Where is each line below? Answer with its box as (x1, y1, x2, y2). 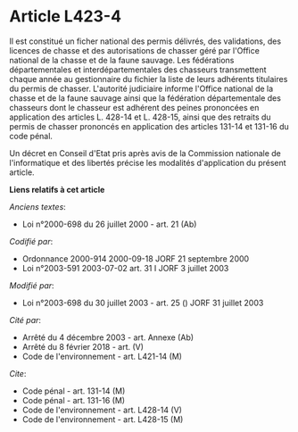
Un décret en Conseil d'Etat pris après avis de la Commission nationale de (9, 147, 281, 158)
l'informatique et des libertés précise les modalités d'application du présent (9, 157, 287, 168)
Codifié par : (9, 236, 54, 246)
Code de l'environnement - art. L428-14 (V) (21, 404, 183, 415)
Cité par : (9, 314, 42, 325)
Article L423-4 (9, 6, 122, 27)
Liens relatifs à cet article (9, 184, 105, 195)
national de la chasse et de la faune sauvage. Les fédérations (9, 54, 235, 65)
